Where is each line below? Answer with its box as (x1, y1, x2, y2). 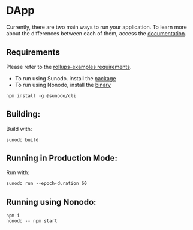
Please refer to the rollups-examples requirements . (6, 63, 132, 70)
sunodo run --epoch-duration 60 (6, 181, 87, 187)
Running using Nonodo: (6, 196, 96, 207)
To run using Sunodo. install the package (14, 74, 116, 82)
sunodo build (6, 136, 39, 143)
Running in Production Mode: (6, 153, 118, 163)
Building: (6, 109, 41, 120)
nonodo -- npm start (6, 218, 58, 224)
